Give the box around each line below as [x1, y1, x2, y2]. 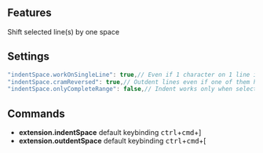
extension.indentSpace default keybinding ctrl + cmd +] [18, 128, 202, 137]
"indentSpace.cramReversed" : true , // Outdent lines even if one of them [7, 78, 250, 86]
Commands [7, 107, 66, 120]
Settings [7, 50, 50, 64]
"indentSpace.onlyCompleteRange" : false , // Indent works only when [7, 86, 233, 93]
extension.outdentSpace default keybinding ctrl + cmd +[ [18, 137, 206, 146]
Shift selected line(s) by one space [7, 27, 119, 36]
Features [7, 6, 52, 20]
